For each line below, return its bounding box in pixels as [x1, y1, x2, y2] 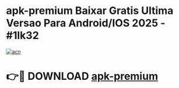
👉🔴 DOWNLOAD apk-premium [6, 70, 159, 83]
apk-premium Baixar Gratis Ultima [6, 4, 174, 17]
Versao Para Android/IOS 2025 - [6, 16, 166, 30]
